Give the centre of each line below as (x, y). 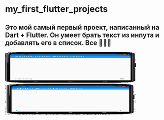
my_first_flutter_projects (57, 9)
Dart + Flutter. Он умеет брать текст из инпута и (82, 35)
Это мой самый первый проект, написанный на (82, 27)
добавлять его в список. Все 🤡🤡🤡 (58, 43)
